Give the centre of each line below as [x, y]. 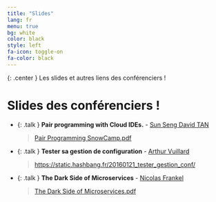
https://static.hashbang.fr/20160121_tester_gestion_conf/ [115, 164]
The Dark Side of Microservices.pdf [85, 191]
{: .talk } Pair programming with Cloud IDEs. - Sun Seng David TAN [113, 124]
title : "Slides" [30, 13]
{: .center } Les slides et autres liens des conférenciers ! [87, 78]
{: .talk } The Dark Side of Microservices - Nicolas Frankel [100, 178]
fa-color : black [30, 58]
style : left [24, 45]
